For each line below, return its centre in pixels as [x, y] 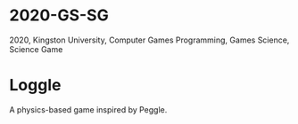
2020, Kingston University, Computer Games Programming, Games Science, [149, 40]
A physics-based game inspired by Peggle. [88, 109]
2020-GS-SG [59, 15]
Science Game [36, 49]
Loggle [35, 85]
